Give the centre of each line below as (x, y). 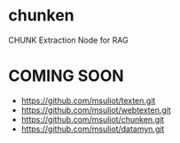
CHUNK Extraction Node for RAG (69, 40)
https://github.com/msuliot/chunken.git (93, 119)
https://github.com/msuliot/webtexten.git (96, 110)
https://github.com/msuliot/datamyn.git (93, 129)
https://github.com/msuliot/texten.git (88, 100)
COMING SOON (67, 76)
